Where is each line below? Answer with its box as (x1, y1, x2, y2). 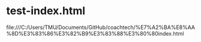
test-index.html (6, 4, 86, 18)
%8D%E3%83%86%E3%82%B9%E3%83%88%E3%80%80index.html (6, 30, 184, 37)
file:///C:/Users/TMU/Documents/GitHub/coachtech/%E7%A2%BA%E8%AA (6, 24, 195, 31)
